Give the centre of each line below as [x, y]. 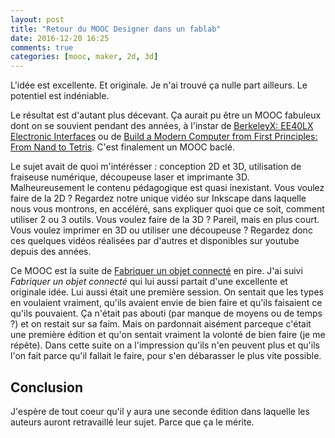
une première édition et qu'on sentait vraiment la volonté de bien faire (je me [168, 335]
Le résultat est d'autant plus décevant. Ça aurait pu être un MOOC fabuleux [166, 115]
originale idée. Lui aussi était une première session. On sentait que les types [167, 292]
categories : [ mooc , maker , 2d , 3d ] [84, 57]
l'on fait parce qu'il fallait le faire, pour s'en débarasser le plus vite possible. [166, 356]
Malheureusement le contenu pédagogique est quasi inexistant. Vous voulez [167, 188]
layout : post [37, 19]
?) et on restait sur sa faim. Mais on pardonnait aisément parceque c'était [161, 324]
